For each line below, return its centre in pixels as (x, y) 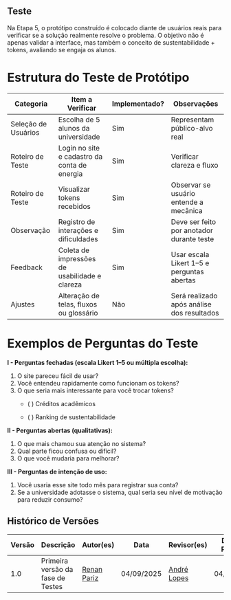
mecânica (187, 210)
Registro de (77, 221)
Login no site (79, 148)
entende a (187, 202)
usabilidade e (80, 276)
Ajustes (23, 304)
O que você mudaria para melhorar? (68, 458)
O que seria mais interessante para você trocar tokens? (95, 390)
